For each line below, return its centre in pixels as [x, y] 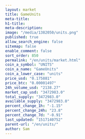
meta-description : [24, 28]
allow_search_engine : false [34, 42]
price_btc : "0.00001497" [31, 83]
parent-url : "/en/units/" [32, 124]
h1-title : [15, 23]
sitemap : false [21, 46]
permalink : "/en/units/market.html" [43, 60]
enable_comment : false [28, 51]
